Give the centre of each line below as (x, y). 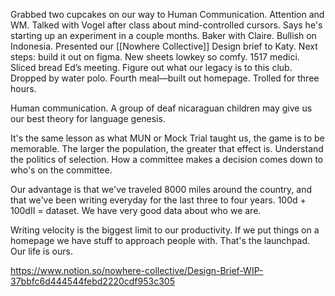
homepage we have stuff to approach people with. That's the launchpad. (160, 240)
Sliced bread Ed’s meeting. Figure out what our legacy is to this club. (151, 67)
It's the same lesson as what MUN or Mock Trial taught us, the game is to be (167, 138)
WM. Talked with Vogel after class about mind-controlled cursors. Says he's (166, 25)
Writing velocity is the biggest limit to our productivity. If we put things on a (165, 230)
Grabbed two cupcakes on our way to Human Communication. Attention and (167, 14)
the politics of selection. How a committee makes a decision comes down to (167, 159)
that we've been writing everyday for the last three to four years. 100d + (158, 200)
